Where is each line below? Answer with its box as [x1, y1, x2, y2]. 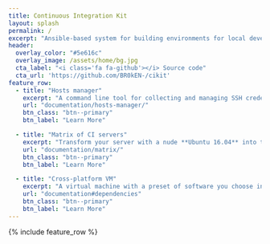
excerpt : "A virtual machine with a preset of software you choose [22, 182, 253, 191]
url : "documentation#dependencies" [22, 190, 142, 198]
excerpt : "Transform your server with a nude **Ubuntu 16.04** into [22, 138, 257, 146]
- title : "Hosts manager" [15, 86, 103, 95]
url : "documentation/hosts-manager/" [22, 101, 149, 109]
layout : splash [8, 19, 59, 27]
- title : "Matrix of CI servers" [15, 131, 128, 139]
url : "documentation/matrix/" [22, 145, 125, 153]
